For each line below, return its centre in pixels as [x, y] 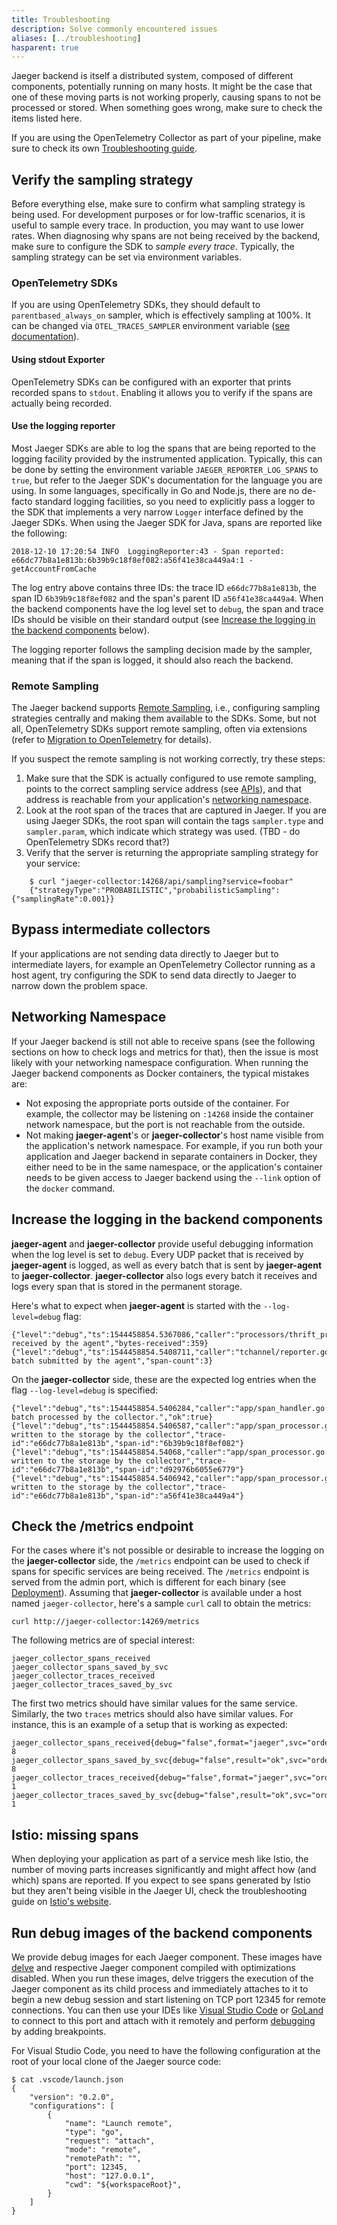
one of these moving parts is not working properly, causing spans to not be [166, 97]
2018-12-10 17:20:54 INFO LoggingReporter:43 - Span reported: [148, 551]
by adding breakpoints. [59, 2031]
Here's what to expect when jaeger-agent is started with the [136, 1305]
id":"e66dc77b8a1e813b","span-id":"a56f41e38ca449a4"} [128, 1496]
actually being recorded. [62, 403]
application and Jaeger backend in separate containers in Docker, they [171, 1156]
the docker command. [70, 1188]
